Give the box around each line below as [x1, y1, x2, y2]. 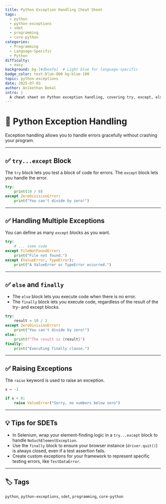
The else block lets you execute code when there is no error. [12, 294, 136, 300]
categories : [5, 40, 30, 45]
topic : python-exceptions [5, 76, 58, 81]
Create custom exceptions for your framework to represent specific [12, 453, 150, 459]
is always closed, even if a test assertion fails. [12, 448, 106, 454]
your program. [5, 137, 35, 143]
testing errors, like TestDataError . [12, 458, 81, 464]
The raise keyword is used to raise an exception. [5, 377, 105, 383]
